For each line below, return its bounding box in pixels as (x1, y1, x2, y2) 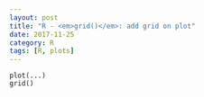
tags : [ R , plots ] (9, 47, 75, 56)
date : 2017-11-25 (9, 30, 75, 39)
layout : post (9, 13, 59, 22)
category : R (9, 38, 54, 48)
